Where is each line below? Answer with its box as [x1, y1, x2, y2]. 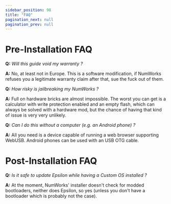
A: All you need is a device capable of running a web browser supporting [5, 132, 159, 138]
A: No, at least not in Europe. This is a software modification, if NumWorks [5, 71, 162, 77]
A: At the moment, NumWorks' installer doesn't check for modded [5, 182, 144, 188]
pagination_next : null [5, 17, 54, 22]
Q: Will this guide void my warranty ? [5, 61, 83, 67]
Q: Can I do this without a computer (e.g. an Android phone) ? [5, 122, 136, 128]
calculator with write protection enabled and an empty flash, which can [5, 101, 155, 107]
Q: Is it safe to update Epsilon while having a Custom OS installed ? [5, 172, 147, 178]
